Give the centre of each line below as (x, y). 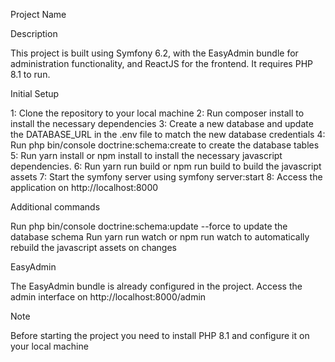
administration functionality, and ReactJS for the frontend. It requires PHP (161, 63)
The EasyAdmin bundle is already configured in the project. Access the (156, 286)
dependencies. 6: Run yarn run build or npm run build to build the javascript (166, 166)
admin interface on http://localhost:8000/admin (108, 297)
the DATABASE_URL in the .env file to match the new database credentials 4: (168, 134)
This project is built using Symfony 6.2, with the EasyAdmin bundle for (154, 53)
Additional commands (55, 207)
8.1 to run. (30, 74)
